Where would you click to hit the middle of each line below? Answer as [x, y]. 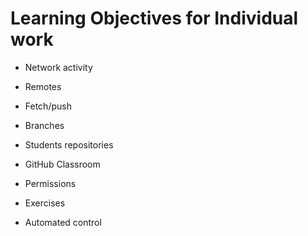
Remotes [43, 86]
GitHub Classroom [62, 164]
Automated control [63, 222]
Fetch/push [48, 106]
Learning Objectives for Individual [154, 18]
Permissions [50, 183]
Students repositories [69, 144]
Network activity [58, 67]
